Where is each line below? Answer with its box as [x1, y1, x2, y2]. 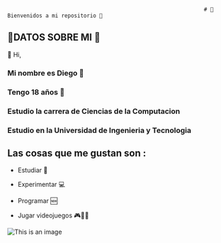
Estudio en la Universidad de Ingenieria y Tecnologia [7, 125, 192, 135]
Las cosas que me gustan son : [7, 147, 147, 159]
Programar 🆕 [17, 197, 58, 205]
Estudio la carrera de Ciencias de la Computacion [7, 106, 181, 116]
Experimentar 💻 [17, 180, 66, 189]
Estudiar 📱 [17, 166, 48, 175]
